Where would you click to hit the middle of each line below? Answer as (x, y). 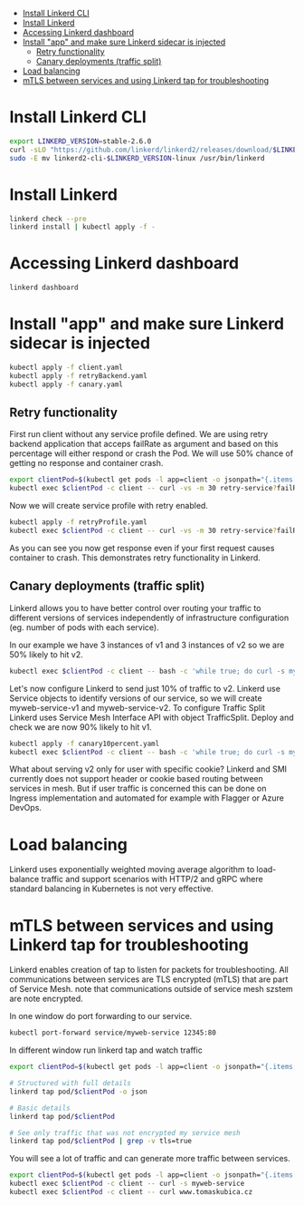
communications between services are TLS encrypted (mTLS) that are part (149, 979)
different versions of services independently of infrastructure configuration (149, 617)
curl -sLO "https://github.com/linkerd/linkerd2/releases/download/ (141, 150)
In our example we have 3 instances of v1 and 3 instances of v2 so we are (147, 645)
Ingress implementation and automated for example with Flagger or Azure (147, 798)
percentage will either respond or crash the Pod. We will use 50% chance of (152, 453)
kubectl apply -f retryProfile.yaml (78, 522)
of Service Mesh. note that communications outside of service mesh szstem (152, 989)
